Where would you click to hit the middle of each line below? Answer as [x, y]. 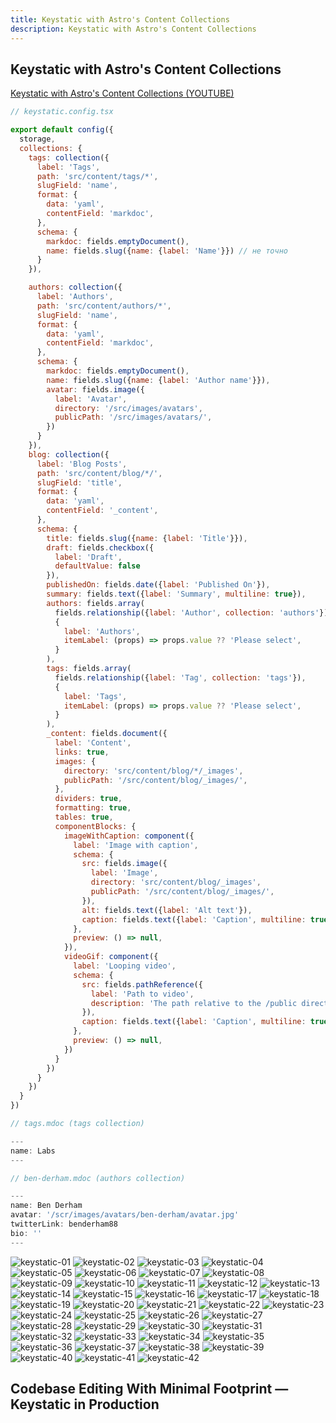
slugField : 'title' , [79, 482]
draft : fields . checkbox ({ [100, 547]
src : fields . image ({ [124, 864]
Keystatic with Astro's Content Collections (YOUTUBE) [122, 93]
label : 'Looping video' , [125, 966]
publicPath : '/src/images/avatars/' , [133, 417]
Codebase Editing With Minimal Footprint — [149, 1389]
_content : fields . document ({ [107, 734]
